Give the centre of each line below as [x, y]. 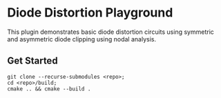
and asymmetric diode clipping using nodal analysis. [82, 39]
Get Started [32, 61]
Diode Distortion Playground [90, 13]
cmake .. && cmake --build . [49, 89]
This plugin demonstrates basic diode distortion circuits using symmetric [110, 32]
